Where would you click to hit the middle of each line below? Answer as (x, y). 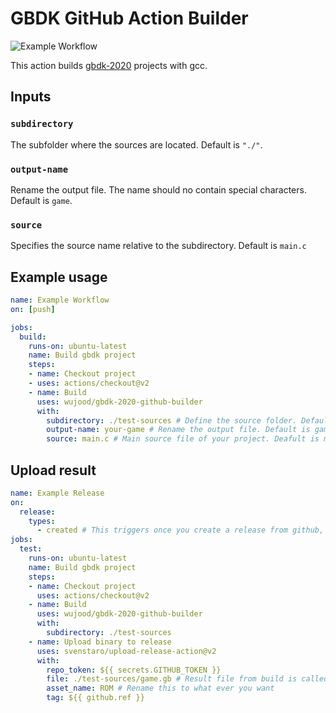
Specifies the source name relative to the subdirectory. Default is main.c (158, 246)
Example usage (59, 277)
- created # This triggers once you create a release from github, (180, 530)
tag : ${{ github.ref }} (95, 698)
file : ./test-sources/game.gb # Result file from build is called (187, 679)
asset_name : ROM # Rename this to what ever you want (160, 688)
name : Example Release (57, 493)
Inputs (31, 97)
